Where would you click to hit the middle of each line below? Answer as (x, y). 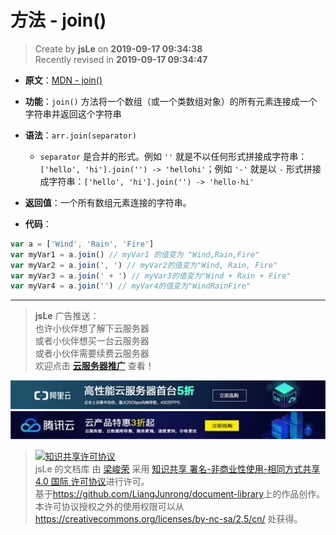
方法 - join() (58, 20)
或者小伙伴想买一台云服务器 (92, 341)
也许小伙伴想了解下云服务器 (92, 328)
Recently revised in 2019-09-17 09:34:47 (121, 59)
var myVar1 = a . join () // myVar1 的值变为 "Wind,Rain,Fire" (135, 254)
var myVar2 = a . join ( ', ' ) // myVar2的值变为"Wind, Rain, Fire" (144, 265)
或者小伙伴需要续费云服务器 (92, 353)
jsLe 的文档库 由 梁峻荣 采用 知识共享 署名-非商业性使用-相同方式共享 (177, 469)
